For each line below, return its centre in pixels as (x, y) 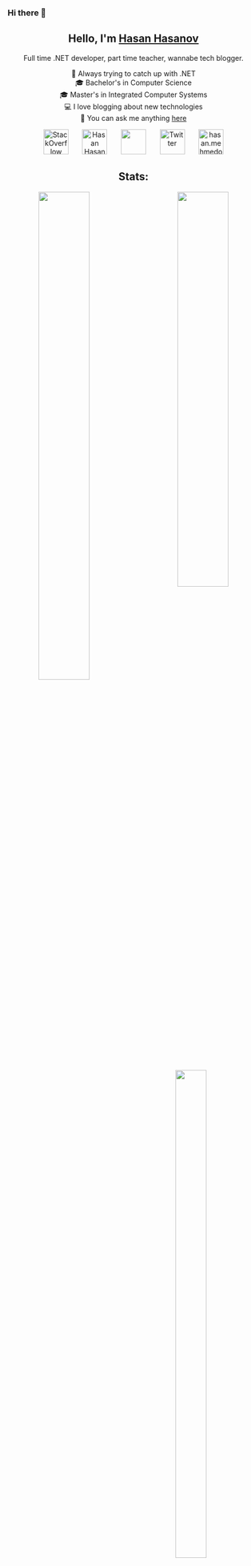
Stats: (133, 177)
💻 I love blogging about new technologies (133, 106)
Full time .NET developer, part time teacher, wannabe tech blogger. (133, 58)
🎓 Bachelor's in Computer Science (133, 82)
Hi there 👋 (27, 13)
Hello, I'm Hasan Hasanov (133, 39)
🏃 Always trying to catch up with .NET (133, 73)
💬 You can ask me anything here (133, 118)
